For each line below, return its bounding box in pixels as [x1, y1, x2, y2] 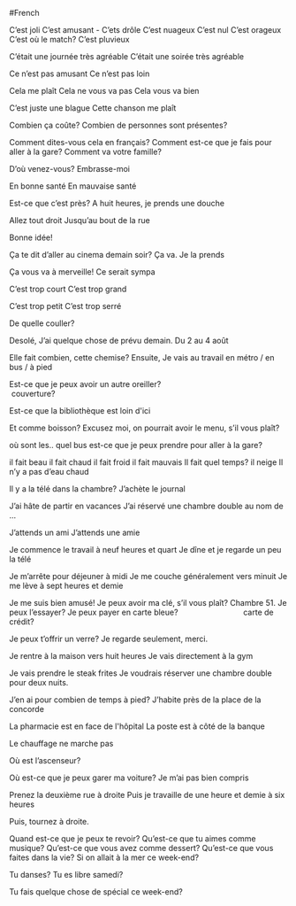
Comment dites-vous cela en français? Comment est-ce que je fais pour [9, 137, 272, 147]
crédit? [9, 616, 34, 627]
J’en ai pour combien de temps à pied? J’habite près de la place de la [9, 694, 262, 705]
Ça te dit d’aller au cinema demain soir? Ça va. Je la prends [9, 250, 225, 259]
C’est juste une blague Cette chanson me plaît [9, 103, 177, 113]
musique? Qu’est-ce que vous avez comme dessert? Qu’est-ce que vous [9, 843, 274, 853]
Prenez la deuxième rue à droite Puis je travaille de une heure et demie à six [9, 790, 285, 800]
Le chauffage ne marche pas [9, 739, 114, 748]
